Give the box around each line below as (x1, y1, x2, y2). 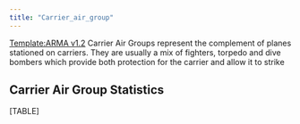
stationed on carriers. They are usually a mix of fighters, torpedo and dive (9, 46, 281, 58)
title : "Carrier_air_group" (9, 12, 115, 22)
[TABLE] (9, 106, 40, 117)
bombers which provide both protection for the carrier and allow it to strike (9, 56, 285, 67)
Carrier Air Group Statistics (9, 82, 165, 98)
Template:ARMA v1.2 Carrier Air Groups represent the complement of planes (9, 37, 292, 48)
